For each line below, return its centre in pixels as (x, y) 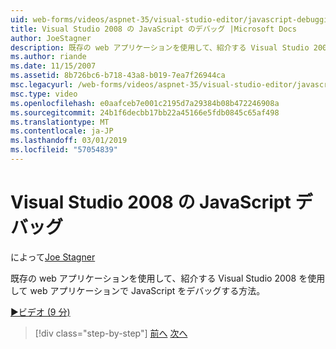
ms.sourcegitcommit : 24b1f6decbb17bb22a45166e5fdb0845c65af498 (145, 112)
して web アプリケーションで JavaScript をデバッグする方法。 (138, 290)
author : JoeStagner (51, 38)
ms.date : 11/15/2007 (53, 66)
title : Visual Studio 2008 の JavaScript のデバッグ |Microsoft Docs (153, 29)
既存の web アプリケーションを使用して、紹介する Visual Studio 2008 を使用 (168, 278)
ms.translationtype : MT (60, 122)
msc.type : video (44, 94)
